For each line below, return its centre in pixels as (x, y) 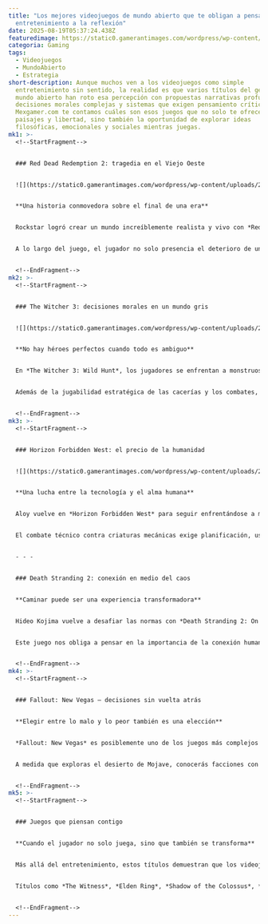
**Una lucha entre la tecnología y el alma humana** (105, 493)
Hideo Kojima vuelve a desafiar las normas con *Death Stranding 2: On (137, 621)
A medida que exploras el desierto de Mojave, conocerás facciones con (137, 764)
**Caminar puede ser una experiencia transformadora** (108, 600)
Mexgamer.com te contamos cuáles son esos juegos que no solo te (126, 113)
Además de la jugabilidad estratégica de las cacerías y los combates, (137, 392)
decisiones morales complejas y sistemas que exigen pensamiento (126, 105)
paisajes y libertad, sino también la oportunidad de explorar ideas (133, 120)
